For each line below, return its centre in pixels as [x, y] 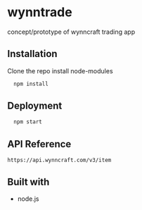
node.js [28, 199]
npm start [28, 122]
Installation [32, 54]
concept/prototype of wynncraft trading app [71, 32]
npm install [31, 84]
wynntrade [40, 12]
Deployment [35, 106]
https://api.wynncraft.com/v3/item [59, 160]
